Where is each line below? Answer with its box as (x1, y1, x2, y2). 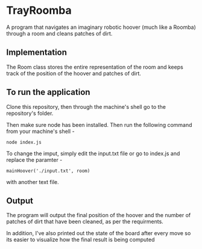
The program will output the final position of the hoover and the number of (6, 212, 191, 219)
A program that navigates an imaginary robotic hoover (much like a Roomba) (6, 23, 196, 31)
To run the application (6, 87, 90, 97)
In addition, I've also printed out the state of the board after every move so (6, 230, 191, 237)
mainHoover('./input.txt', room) (6, 168, 90, 174)
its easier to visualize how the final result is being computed (6, 236, 155, 244)
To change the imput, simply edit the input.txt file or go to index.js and (6, 150, 180, 157)
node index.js (6, 139, 42, 145)
